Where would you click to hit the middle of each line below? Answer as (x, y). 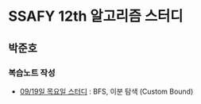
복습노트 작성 (32, 72)
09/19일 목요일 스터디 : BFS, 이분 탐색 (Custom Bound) (106, 91)
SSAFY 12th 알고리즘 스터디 (96, 16)
